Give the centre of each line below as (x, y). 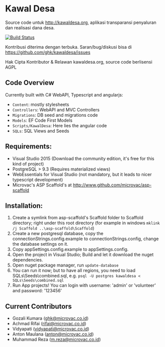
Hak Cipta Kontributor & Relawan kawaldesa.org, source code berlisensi (79, 62)
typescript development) (38, 179)
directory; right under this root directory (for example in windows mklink (86, 223)
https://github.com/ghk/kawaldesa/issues (48, 52)
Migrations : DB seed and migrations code (55, 115)
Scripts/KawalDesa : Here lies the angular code (59, 125)
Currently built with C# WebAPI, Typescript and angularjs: (64, 94)
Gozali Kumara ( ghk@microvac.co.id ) (50, 318)
